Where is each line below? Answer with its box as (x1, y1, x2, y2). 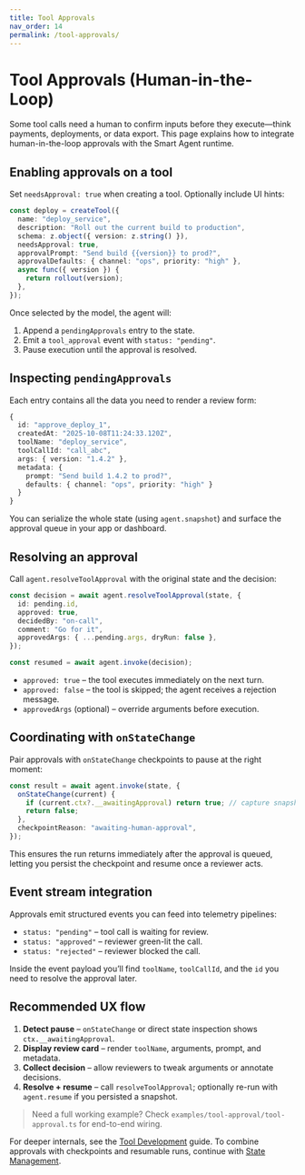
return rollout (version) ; (25, 274, 124, 283)
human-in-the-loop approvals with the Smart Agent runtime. (9, 138, 234, 149)
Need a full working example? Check (31, 1109, 170, 1120)
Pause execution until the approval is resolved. (22, 344, 198, 355)
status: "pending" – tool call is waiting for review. (22, 926, 209, 937)
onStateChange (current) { (17, 789, 116, 798)
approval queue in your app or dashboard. (9, 523, 167, 534)
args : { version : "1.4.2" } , (17, 454, 128, 464)
